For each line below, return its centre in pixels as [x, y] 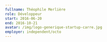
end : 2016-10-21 [21, 23]
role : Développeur [23, 14]
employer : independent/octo [33, 32]
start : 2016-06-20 [23, 18]
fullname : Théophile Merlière [35, 9]
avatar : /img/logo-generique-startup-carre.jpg [54, 28]
